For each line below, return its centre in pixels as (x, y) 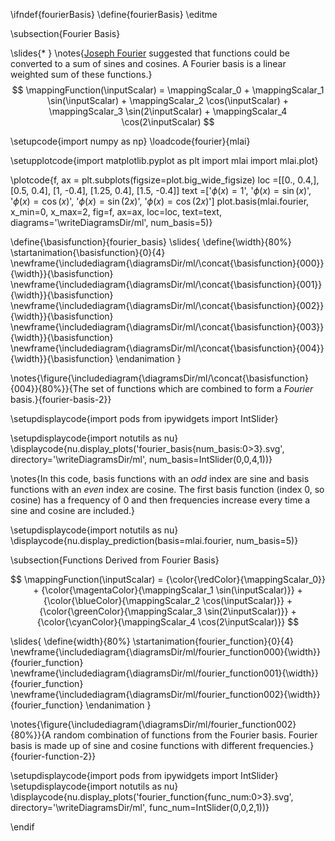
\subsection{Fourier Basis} (65, 33)
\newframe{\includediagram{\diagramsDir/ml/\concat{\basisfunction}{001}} (166, 284)
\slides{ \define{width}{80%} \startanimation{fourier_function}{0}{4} (152, 641)
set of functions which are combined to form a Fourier (202, 388)
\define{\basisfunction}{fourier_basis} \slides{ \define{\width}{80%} (151, 242)
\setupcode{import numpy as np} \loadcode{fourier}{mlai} (130, 141)
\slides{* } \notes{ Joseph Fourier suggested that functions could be (150, 53)
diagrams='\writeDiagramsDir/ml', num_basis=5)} (111, 222)
